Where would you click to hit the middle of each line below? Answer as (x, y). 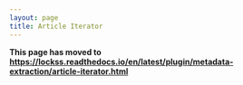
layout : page (34, 18)
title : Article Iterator (56, 26)
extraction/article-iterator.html (69, 71)
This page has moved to (55, 52)
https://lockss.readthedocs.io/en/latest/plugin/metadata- (121, 61)
